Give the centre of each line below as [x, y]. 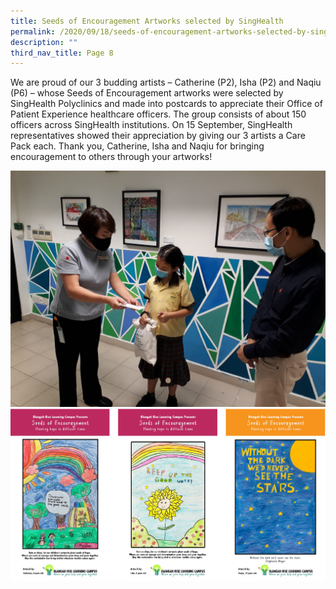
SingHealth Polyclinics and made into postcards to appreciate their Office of [166, 104]
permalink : [33, 31]
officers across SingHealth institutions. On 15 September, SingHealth [151, 125]
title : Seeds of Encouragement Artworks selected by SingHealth [147, 21]
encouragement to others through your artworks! [111, 157]
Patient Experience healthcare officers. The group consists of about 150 [158, 114]
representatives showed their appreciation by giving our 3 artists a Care [158, 136]
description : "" [44, 42]
